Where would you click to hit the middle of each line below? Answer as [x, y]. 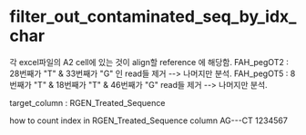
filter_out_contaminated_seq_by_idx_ [153, 17]
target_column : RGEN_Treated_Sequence [87, 102]
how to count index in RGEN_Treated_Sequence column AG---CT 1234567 [149, 121]
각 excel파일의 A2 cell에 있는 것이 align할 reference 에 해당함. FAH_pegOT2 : [149, 62]
